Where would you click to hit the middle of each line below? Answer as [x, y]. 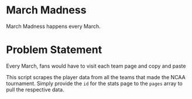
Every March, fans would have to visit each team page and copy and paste [96, 66]
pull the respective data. [35, 89]
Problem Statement [54, 50]
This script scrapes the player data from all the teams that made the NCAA [96, 77]
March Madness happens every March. [53, 26]
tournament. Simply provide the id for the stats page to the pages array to [95, 83]
